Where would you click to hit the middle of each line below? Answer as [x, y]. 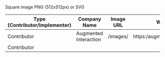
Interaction [89, 39]
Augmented [89, 33]
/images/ [118, 36]
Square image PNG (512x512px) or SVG [45, 7]
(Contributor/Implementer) [40, 25]
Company [90, 19]
